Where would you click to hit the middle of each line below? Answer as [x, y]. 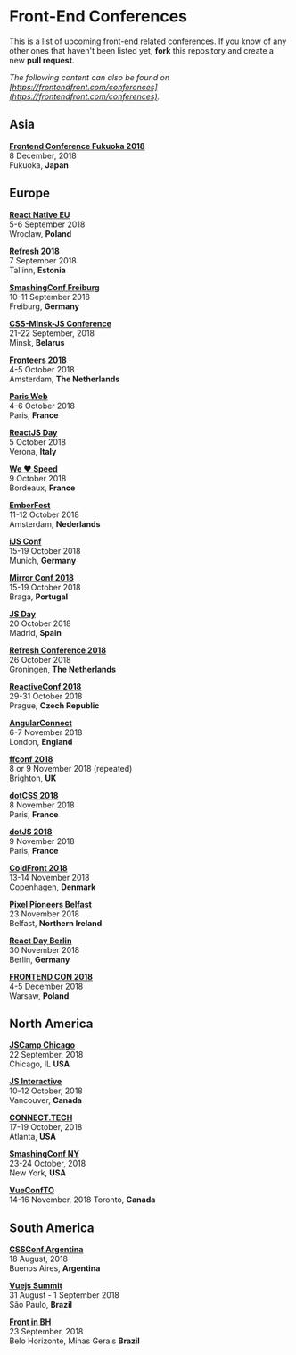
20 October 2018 [40, 623]
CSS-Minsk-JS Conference [60, 323]
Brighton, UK [33, 778]
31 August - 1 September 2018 [65, 1295]
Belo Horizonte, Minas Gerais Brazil [74, 1341]
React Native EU [40, 214]
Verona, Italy [33, 451]
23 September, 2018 [46, 1332]
